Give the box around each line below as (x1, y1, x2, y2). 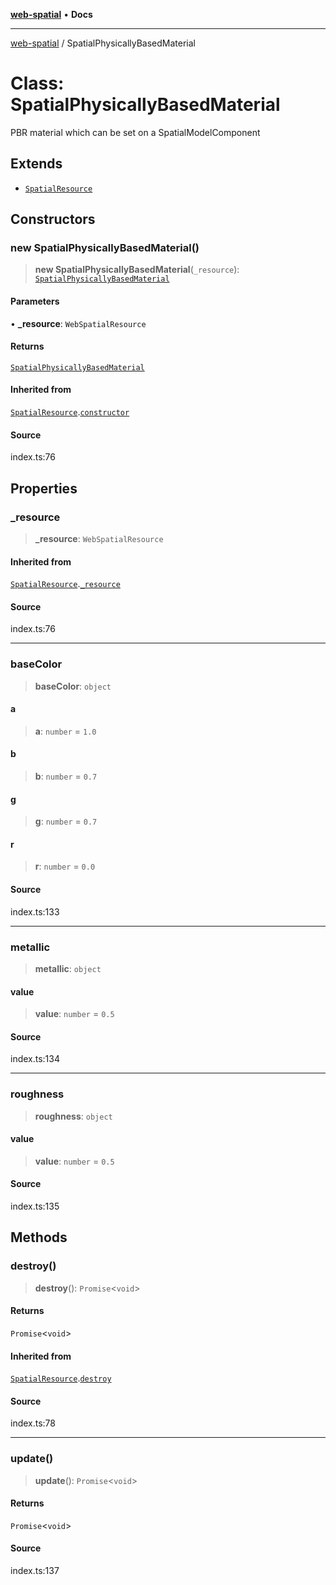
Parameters (10, 295, 60, 308)
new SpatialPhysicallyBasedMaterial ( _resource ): (34, 264, 240, 276)
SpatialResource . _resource (10, 578, 121, 590)
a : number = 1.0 (34, 725, 97, 737)
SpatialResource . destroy (10, 1372, 112, 1384)
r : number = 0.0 (34, 860, 96, 873)
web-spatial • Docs (10, 9, 93, 20)
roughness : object (34, 1110, 113, 1122)
